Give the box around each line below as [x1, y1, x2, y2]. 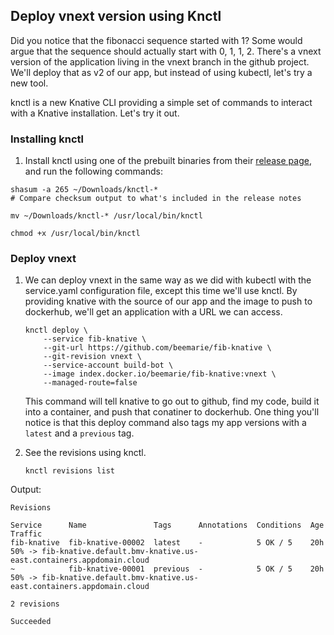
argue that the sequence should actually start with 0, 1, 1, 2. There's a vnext [10, 45, 322, 57]
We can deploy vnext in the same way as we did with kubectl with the [24, 274, 312, 286]
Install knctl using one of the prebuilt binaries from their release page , [24, 155, 312, 167]
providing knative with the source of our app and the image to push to [24, 295, 313, 308]
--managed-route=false [43, 378, 138, 388]
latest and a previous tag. [24, 427, 135, 439]
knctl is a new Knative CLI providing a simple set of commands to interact [10, 96, 313, 108]
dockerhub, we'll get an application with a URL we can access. [24, 306, 283, 318]
